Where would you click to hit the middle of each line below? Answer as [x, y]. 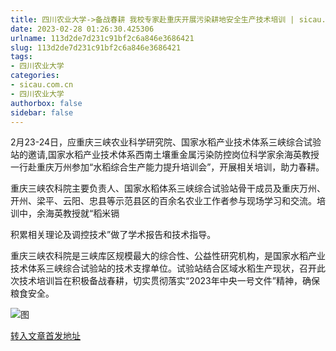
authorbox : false [46, 103]
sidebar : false [42, 112]
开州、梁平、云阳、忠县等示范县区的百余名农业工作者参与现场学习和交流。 [163, 201]
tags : [21, 57]
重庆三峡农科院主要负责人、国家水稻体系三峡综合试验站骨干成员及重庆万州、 [168, 188]
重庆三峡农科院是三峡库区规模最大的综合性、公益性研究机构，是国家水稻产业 [168, 256]
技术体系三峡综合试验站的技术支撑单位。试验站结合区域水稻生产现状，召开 [163, 268]
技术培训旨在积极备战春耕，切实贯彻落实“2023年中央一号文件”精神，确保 [169, 281]
